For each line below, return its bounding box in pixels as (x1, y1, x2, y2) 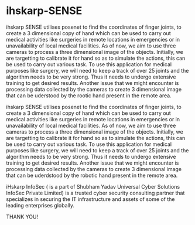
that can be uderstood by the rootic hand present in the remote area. (6, 92, 172, 99)
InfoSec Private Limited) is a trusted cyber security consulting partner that (6, 189, 185, 196)
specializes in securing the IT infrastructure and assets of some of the (6, 195, 175, 203)
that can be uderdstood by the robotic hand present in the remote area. (6, 172, 178, 179)
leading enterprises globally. (6, 202, 75, 209)
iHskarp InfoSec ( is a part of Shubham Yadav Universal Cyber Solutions (6, 183, 180, 190)
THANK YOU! (6, 213, 39, 220)
